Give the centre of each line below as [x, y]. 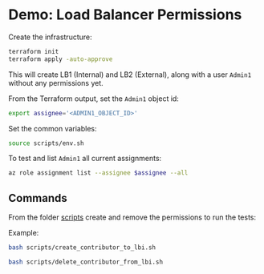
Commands [38, 198]
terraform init [34, 51]
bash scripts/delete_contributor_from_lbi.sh [85, 262]
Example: [24, 233]
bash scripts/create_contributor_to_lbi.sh [82, 248]
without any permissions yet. [56, 83]
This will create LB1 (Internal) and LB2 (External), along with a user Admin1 [130, 75]
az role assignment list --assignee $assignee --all [98, 173]
